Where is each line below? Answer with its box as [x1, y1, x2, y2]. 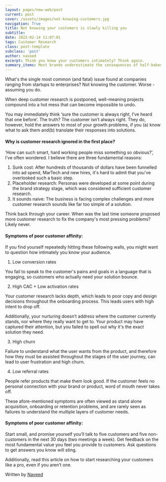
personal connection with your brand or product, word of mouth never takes [5, 383, 160, 389]
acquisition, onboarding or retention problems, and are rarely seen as [5, 403, 146, 410]
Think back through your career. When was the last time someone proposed [5, 211, 160, 217]
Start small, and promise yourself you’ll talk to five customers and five [5, 431, 147, 437]
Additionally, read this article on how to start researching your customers [5, 456, 154, 462]
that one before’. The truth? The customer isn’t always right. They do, [5, 117, 146, 123]
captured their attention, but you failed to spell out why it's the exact [5, 324, 144, 330]
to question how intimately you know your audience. [5, 249, 112, 255]
